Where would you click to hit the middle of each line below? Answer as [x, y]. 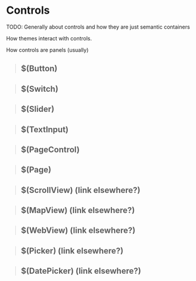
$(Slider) [38, 109]
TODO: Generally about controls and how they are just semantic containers [98, 27]
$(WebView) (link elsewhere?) [78, 231]
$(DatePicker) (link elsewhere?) [81, 271]
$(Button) [39, 69]
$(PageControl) [50, 149]
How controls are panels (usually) [47, 50]
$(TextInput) [45, 129]
